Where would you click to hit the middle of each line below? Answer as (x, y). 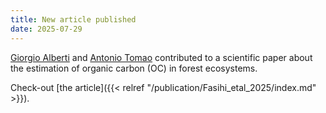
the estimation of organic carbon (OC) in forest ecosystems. (134, 68)
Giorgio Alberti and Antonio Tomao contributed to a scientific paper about (161, 57)
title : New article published (73, 19)
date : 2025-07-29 (46, 29)
